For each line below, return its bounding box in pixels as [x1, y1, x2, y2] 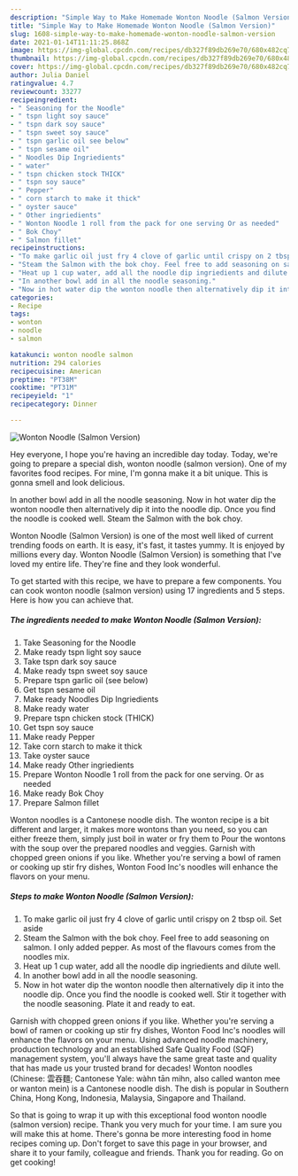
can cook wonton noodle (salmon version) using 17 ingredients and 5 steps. [10, 585, 286, 596]
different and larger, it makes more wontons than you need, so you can [10, 823, 268, 834]
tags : [10, 309, 30, 319]
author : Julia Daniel [10, 71, 90, 80]
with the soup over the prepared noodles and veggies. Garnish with [10, 843, 256, 853]
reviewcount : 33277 [10, 87, 82, 96]
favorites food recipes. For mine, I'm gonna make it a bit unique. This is [10, 467, 269, 479]
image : [10, 46, 34, 55]
